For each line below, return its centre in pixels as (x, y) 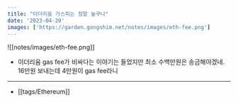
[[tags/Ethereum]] (44, 92)
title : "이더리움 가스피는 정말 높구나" (58, 14)
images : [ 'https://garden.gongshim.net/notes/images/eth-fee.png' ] (109, 27)
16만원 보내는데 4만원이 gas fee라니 (68, 71)
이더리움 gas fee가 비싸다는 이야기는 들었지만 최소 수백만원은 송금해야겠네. (121, 62)
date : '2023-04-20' (36, 21)
